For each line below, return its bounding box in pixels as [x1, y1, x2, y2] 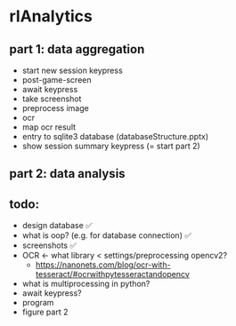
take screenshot [21, 93, 82, 104]
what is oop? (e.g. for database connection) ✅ [21, 230, 191, 241]
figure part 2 [21, 306, 69, 317]
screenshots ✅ [21, 240, 77, 250]
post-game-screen [21, 75, 92, 85]
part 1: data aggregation [9, 42, 145, 57]
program [21, 298, 54, 308]
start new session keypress [21, 65, 123, 76]
